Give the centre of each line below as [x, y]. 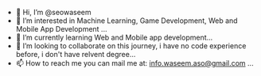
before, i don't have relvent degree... [76, 54]
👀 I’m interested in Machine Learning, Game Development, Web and [127, 21]
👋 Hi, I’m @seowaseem [53, 12]
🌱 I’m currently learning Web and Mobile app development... [114, 37]
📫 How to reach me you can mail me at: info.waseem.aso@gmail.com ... [134, 63]
